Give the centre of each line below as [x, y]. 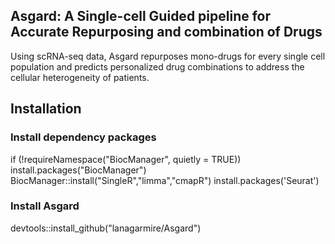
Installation [46, 109]
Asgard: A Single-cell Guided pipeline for [141, 16]
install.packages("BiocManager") [78, 170]
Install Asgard [45, 206]
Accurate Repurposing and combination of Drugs [166, 32]
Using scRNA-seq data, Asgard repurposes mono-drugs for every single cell [168, 56]
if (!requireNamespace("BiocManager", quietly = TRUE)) [126, 159]
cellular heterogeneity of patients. [80, 77]
